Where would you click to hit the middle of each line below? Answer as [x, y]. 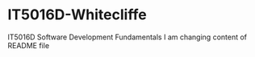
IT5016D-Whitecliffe [77, 15]
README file [29, 45]
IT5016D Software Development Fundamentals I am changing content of [127, 37]
